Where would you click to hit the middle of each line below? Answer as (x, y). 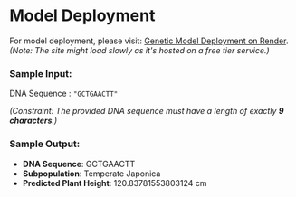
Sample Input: (41, 73)
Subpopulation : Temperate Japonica (91, 174)
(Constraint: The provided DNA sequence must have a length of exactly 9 (147, 111)
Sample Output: (45, 144)
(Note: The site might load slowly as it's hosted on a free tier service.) (139, 50)
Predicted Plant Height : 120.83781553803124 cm (115, 183)
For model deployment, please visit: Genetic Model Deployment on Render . (149, 41)
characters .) (33, 121)
